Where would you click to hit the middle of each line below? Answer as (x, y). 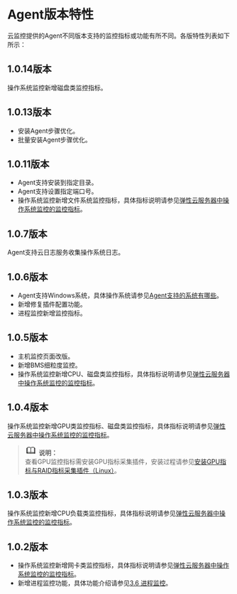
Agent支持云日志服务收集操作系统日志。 (66, 253)
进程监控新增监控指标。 (52, 313)
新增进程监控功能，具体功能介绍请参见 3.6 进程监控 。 (95, 583)
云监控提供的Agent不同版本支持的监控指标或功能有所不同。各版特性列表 (112, 36)
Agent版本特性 (51, 15)
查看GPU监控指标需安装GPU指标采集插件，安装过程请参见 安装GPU (122, 461)
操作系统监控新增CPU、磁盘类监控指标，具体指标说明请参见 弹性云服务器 (124, 373)
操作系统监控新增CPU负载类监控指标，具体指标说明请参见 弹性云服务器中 (114, 514)
